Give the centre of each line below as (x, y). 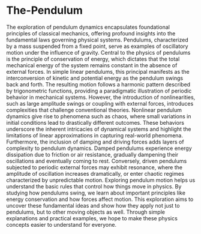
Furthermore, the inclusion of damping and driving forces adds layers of (95, 142)
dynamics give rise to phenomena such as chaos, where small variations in (99, 116)
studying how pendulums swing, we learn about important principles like (96, 193)
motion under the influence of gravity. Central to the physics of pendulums (98, 52)
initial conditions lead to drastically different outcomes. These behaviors (95, 122)
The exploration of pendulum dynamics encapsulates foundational (88, 27)
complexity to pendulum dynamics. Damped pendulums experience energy (99, 148)
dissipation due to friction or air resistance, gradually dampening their (92, 154)
